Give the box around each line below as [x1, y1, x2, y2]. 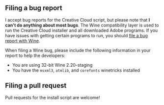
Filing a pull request [5, 81, 67, 90]
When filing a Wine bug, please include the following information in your [5, 47, 151, 53]
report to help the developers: [5, 52, 65, 58]
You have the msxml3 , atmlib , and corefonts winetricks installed [12, 67, 140, 73]
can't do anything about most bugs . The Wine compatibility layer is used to [5, 22, 159, 28]
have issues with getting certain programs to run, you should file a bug [5, 32, 148, 38]
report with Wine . [5, 38, 40, 44]
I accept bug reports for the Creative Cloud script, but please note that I [5, 17, 150, 23]
